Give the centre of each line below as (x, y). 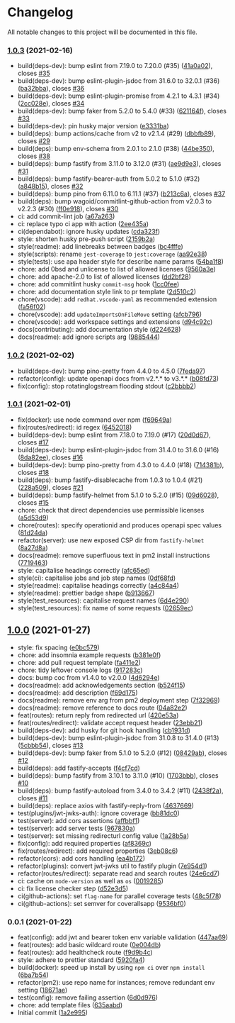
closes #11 (33, 798)
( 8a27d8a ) (33, 547)
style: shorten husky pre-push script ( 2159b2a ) (86, 239)
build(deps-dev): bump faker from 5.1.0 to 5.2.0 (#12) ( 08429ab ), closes (122, 753)
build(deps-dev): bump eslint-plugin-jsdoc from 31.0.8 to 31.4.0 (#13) (118, 737)
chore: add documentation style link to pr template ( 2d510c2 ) (107, 292)
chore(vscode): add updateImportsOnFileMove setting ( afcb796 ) (110, 314)
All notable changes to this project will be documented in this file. (103, 32)
